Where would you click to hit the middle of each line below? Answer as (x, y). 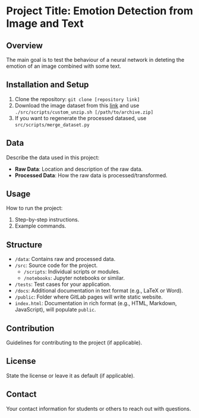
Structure (24, 245)
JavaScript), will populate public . (55, 310)
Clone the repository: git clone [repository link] (77, 99)
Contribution (30, 328)
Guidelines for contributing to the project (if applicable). (74, 342)
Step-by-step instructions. (47, 220)
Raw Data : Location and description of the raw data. (79, 169)
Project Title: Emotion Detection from (100, 11)
